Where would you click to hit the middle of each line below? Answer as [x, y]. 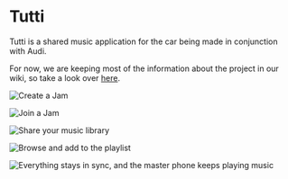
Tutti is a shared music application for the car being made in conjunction [144, 41]
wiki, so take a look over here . [65, 77]
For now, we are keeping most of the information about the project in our [144, 68]
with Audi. [28, 50]
